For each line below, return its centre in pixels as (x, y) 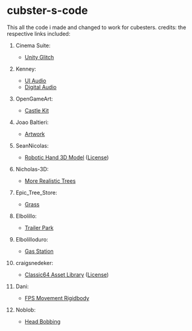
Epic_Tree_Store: (36, 192)
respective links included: (39, 33)
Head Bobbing (43, 321)
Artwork (35, 134)
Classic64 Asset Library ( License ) (67, 274)
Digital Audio (40, 87)
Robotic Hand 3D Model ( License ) (67, 157)
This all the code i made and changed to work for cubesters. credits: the (97, 27)
